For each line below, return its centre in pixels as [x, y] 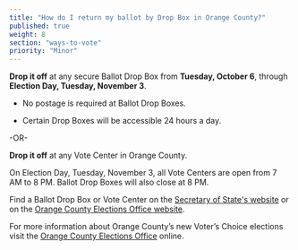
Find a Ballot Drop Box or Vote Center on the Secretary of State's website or [149, 200]
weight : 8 [28, 34]
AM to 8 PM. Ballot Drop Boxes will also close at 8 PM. [109, 182]
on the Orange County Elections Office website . [97, 209]
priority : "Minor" [43, 51]
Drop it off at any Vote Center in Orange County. [98, 155]
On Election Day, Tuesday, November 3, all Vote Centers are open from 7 [143, 173]
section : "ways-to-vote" [55, 43]
